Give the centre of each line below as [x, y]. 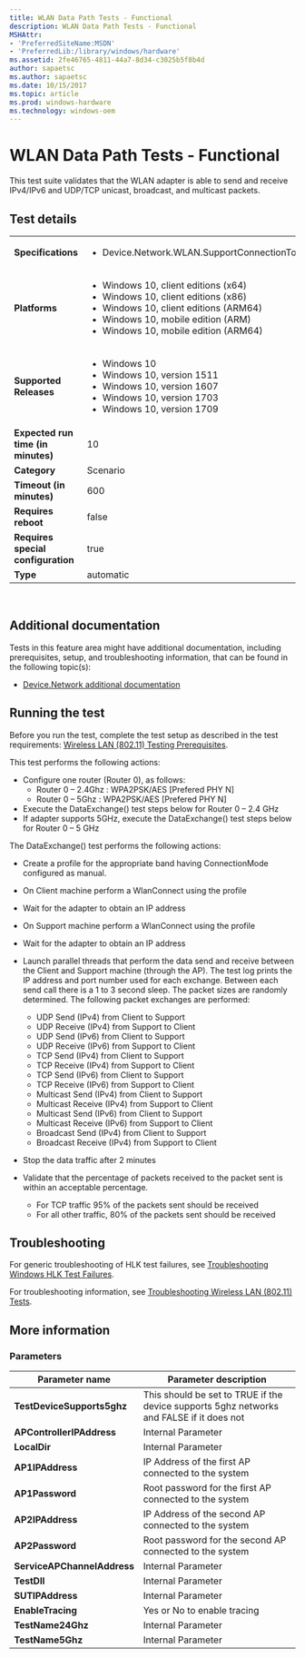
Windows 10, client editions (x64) [175, 285]
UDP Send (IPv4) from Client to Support [111, 1017]
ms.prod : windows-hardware [60, 102]
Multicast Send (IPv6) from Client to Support [119, 1113]
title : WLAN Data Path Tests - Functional [91, 18]
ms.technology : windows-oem [63, 111]
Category [35, 470]
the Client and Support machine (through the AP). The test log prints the [157, 970]
